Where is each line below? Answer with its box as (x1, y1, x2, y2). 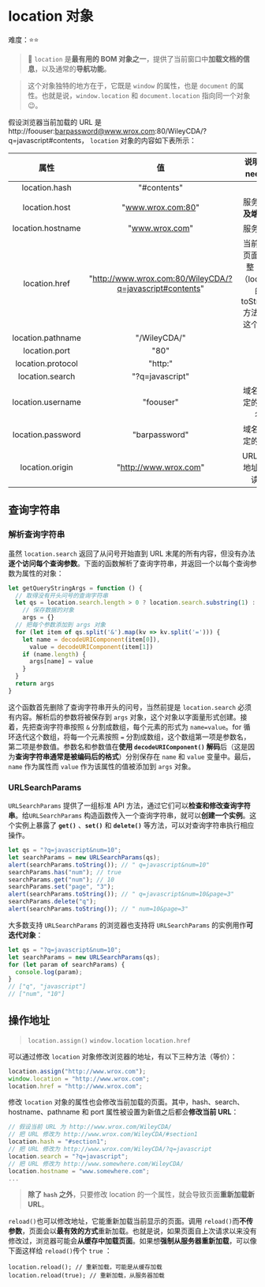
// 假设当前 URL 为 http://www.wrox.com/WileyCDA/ (8, 1123, 172, 1131)
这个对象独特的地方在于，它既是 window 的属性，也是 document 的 (27, 81, 237, 90)
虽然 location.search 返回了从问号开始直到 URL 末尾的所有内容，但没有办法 (8, 549, 256, 558)
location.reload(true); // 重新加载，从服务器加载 (8, 1272, 165, 1280)
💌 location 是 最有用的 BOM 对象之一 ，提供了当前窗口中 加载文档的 (27, 54, 243, 63)
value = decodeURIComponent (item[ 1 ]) (28, 643, 154, 651)
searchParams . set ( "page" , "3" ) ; (8, 883, 114, 891)
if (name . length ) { (22, 650, 87, 659)
